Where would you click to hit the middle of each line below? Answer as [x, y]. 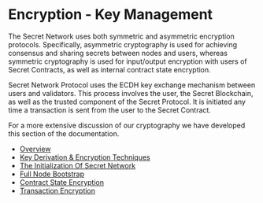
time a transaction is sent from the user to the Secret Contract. [109, 110]
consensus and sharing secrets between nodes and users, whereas [118, 53]
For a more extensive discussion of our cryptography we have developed [127, 125]
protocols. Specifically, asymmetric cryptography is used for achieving [123, 44]
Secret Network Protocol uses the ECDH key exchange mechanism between [132, 85]
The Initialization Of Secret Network [78, 165]
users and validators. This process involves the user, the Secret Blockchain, [131, 93]
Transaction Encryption [57, 190]
